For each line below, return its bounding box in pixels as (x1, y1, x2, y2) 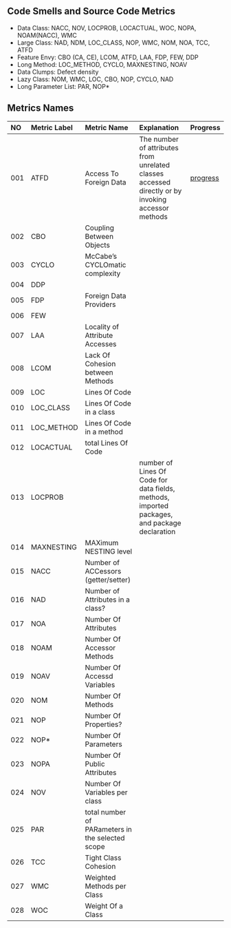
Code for (139, 475, 168, 485)
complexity (85, 268, 121, 278)
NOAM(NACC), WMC (16, 31, 77, 39)
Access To (85, 169, 119, 178)
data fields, (139, 483, 175, 493)
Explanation (139, 123, 179, 132)
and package (139, 518, 181, 527)
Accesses (85, 339, 117, 348)
